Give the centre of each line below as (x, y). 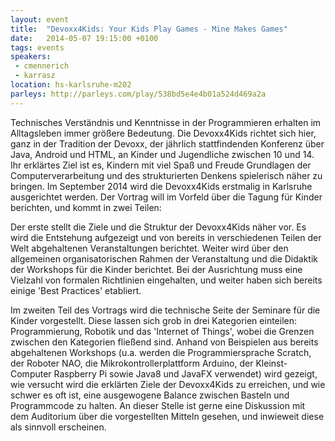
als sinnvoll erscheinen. (58, 427)
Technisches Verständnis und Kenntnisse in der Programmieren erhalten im (166, 122)
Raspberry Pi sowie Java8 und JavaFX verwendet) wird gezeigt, (185, 373)
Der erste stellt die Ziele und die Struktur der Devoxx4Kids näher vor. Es (158, 227)
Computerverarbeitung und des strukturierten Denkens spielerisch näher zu (166, 175)
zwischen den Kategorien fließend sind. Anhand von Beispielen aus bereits (164, 342)
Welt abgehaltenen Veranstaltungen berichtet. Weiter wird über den (149, 248)
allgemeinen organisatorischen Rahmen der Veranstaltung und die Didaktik (164, 258)
